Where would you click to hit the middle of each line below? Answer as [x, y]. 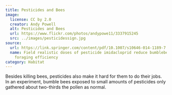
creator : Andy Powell [33, 24]
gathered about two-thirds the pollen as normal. [56, 87]
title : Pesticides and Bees [35, 10]
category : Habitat [25, 62]
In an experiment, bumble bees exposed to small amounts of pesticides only [86, 82]
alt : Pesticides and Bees [38, 29]
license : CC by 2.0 [31, 19]
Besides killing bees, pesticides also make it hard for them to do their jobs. [84, 76]
